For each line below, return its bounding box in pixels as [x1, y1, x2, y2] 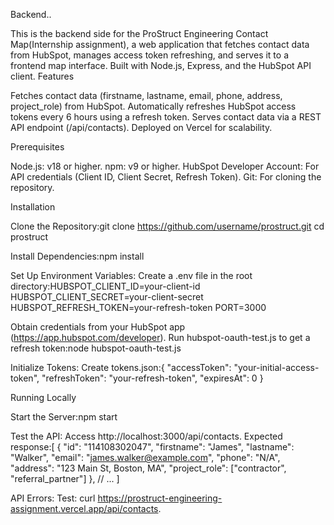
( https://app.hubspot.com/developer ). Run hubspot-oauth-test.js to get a [10, 332, 311, 343]
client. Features [10, 70, 75, 82]
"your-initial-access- [233, 362, 320, 373]
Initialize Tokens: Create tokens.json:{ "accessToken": [10, 362, 232, 373]
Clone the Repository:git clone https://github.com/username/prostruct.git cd [10, 220, 325, 232]
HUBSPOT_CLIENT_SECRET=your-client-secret [10, 291, 204, 303]
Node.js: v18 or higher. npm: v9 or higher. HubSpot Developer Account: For [10, 160, 320, 172]
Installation [10, 201, 56, 213]
